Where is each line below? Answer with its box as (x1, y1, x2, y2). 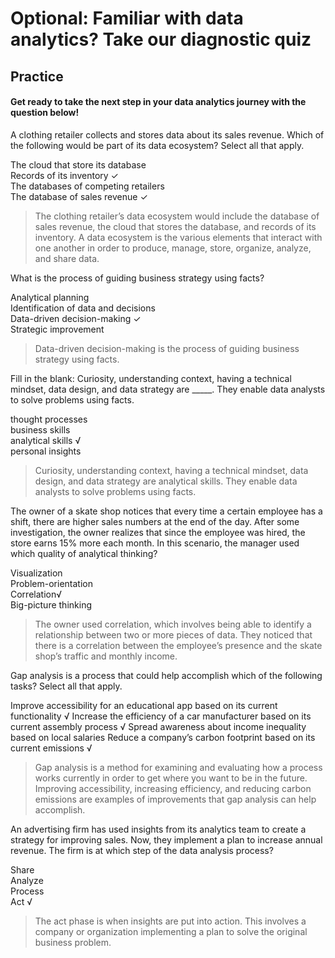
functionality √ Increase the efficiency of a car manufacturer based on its (10, 710, 312, 722)
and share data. (34, 252, 100, 264)
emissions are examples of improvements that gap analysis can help (34, 793, 317, 805)
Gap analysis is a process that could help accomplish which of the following (10, 669, 323, 681)
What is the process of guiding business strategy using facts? (10, 272, 265, 284)
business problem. (34, 936, 112, 948)
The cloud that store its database (10, 158, 147, 171)
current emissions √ (10, 742, 93, 754)
